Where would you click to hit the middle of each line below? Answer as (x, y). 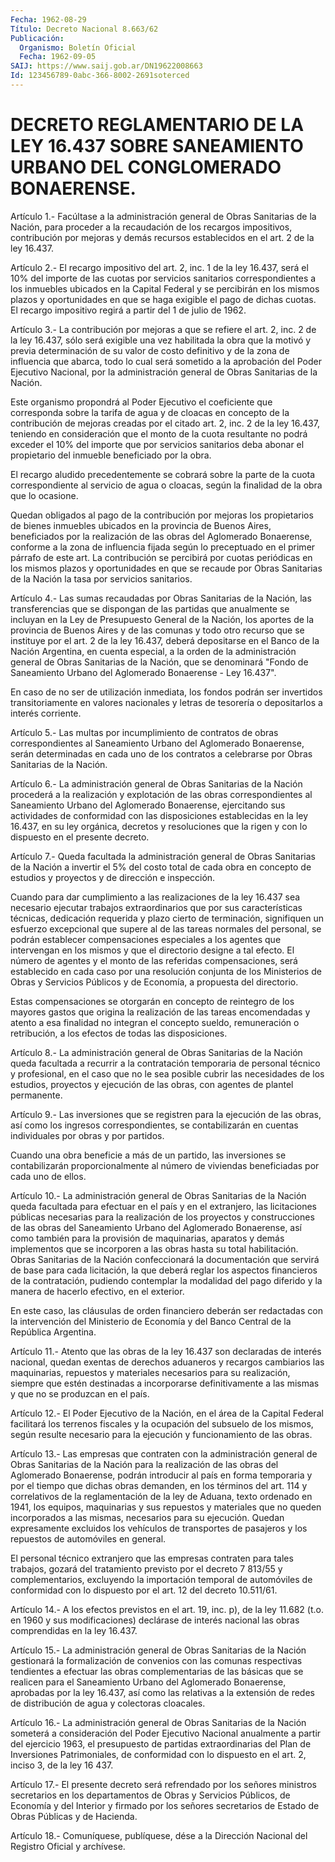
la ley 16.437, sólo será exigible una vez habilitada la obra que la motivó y (161, 340)
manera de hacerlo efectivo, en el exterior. (97, 1291)
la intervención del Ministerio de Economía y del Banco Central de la (151, 1321)
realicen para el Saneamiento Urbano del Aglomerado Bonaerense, (148, 1682)
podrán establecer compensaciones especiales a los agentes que (146, 939)
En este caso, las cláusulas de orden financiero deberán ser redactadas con (166, 1310)
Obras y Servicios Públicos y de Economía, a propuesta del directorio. (154, 982)
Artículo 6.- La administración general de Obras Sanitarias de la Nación (156, 783)
